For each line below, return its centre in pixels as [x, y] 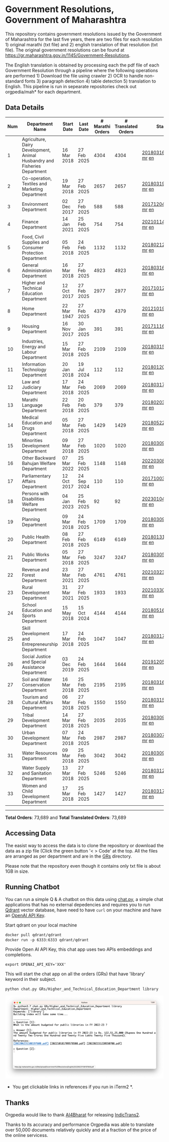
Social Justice [36, 656]
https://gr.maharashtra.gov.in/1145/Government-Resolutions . [68, 55]
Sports [29, 616]
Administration [37, 270]
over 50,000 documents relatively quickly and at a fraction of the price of [81, 1130]
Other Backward [39, 458]
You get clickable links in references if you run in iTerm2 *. [73, 1087]
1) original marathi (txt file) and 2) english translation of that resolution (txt [81, 44]
